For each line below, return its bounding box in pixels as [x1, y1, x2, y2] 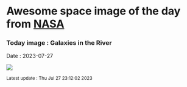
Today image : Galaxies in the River [6, 39, 112, 47]
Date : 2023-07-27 [6, 53, 54, 60]
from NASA [6, 17, 65, 31]
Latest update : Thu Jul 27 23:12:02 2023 [6, 76, 93, 82]
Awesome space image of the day [6, 4, 181, 18]
